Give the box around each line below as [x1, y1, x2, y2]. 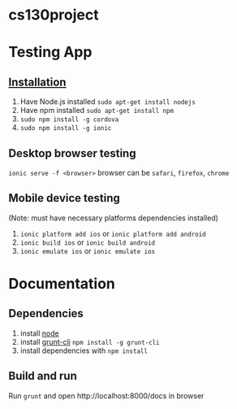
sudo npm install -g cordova [19, 115, 119, 124]
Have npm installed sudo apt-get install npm [19, 106, 175, 115]
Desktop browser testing [8, 146, 136, 160]
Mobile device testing [8, 191, 120, 205]
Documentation [8, 275, 116, 293]
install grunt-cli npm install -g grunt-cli [19, 337, 160, 346]
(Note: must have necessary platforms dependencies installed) [8, 213, 219, 223]
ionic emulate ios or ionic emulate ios [19, 246, 156, 255]
